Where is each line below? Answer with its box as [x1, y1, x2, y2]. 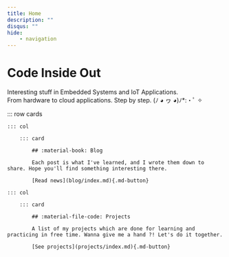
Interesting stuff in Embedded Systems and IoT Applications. [7, 88, 179, 96]
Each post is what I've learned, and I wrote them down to [32, 159, 205, 166]
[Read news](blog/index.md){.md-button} [32, 177, 149, 184]
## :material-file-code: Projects [32, 214, 131, 221]
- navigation [19, 36, 57, 43]
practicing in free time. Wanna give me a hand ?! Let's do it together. [7, 232, 223, 238]
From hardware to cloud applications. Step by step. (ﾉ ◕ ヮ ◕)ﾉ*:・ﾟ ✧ [7, 96, 203, 104]
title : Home [7, 10, 41, 17]
